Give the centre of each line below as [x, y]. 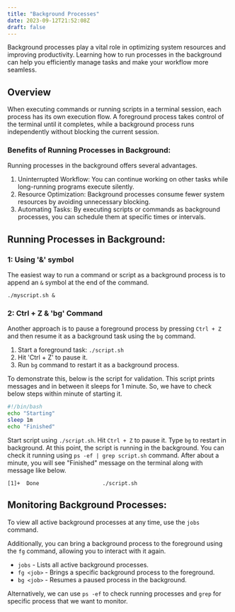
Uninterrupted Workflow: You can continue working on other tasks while [123, 179]
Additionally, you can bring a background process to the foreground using [115, 543]
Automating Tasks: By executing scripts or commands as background [119, 209]
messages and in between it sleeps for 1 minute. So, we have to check [110, 386]
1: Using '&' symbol [41, 260]
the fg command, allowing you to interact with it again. [87, 551]
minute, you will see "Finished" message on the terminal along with [105, 462]
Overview [29, 92]
